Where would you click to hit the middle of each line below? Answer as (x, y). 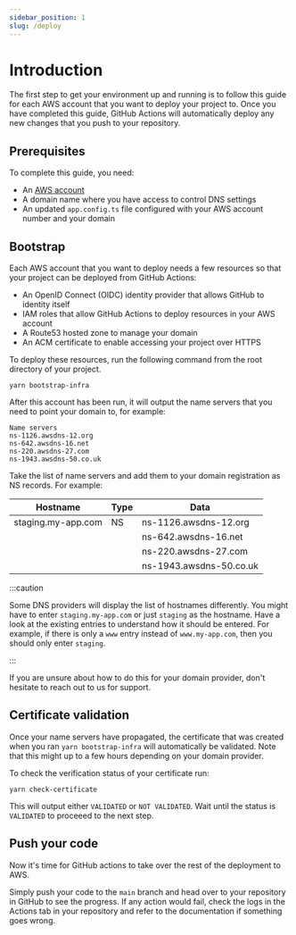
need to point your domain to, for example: (88, 412)
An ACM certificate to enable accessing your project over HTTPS (141, 342)
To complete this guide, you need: (72, 173)
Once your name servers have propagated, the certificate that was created (147, 737)
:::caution (27, 588)
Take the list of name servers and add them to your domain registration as (145, 476)
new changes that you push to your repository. (95, 123)
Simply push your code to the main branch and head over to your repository (148, 892)
